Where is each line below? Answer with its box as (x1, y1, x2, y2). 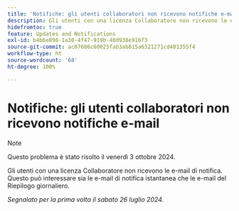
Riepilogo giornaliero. (7, 181, 70, 190)
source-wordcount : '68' (7, 57, 78, 64)
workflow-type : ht (7, 50, 62, 58)
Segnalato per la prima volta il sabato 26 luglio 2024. (7, 195, 164, 203)
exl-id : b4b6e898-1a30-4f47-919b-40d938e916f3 (7, 37, 148, 44)
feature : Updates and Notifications (7, 30, 116, 38)
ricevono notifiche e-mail (7, 115, 160, 131)
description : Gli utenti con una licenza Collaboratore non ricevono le (7, 17, 228, 24)
